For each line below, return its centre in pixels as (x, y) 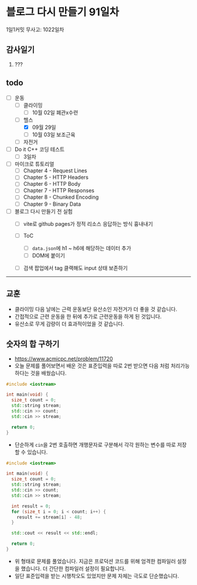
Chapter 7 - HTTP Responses (59, 190)
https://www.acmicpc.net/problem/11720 (64, 359)
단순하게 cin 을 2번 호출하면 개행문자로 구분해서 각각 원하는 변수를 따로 (95, 444)
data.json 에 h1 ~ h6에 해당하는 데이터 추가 (81, 248)
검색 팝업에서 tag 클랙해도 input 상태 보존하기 (75, 268)
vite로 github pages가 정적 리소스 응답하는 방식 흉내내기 (88, 223)
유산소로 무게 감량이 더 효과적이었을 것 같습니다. (69, 323)
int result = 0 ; (31, 506)
